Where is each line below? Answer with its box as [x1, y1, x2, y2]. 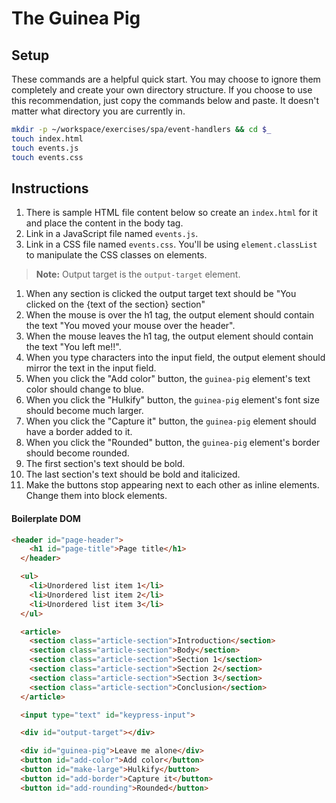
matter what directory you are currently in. [11, 105, 186, 117]
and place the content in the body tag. [25, 217, 184, 229]
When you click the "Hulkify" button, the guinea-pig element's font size [25, 394, 320, 406]
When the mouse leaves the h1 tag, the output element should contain [25, 330, 314, 342]
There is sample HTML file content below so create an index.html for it [25, 207, 318, 219]
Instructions [11, 180, 89, 197]
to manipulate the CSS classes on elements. [25, 249, 208, 261]
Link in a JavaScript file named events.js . [25, 228, 199, 240]
